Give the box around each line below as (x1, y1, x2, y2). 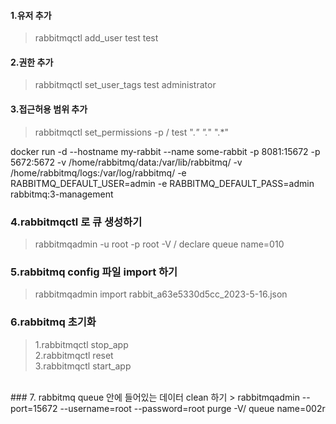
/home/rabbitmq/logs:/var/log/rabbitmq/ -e (10, 166, 187, 179)
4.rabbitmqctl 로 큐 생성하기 (10, 215, 143, 229)
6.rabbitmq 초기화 (10, 315, 97, 329)
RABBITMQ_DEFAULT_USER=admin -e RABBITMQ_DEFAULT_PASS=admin (10, 177, 315, 189)
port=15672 (10, 402, 58, 414)
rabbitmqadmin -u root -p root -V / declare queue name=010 (34, 238, 285, 250)
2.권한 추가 (10, 56, 54, 68)
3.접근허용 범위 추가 (10, 103, 88, 115)
